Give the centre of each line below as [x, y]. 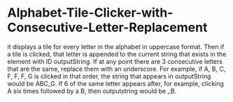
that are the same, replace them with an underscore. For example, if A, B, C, [116, 69]
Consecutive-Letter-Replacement [107, 27]
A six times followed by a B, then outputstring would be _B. [92, 91]
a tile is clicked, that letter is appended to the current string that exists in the [117, 54]
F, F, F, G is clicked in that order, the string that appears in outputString [109, 76]
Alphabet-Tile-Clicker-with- [90, 13]
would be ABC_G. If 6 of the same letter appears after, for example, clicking [115, 83]
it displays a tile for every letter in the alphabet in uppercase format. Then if [116, 46]
